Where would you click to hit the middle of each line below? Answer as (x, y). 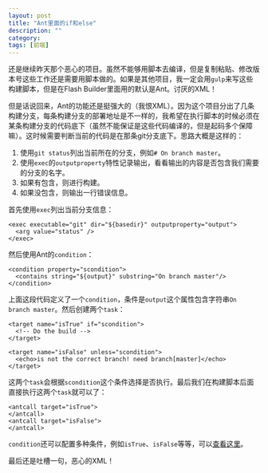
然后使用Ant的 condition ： (51, 254)
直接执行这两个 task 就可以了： (57, 392)
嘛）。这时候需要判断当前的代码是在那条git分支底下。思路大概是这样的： (126, 136)
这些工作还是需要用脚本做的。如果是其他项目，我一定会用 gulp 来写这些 (138, 79)
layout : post (30, 16)
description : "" (35, 30)
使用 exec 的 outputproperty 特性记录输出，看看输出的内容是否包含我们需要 (139, 163)
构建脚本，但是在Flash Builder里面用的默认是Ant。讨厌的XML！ (112, 89)
